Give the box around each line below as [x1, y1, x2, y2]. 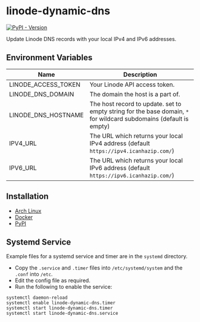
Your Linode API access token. [89, 80, 175, 89]
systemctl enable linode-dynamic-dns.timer [6, 300, 116, 306]
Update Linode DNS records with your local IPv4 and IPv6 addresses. [6, 35, 177, 42]
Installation [6, 192, 49, 202]
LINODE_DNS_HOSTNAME [9, 111, 85, 119]
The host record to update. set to [89, 99, 182, 108]
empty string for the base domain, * [89, 107, 189, 115]
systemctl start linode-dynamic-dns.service [6, 311, 118, 317]
